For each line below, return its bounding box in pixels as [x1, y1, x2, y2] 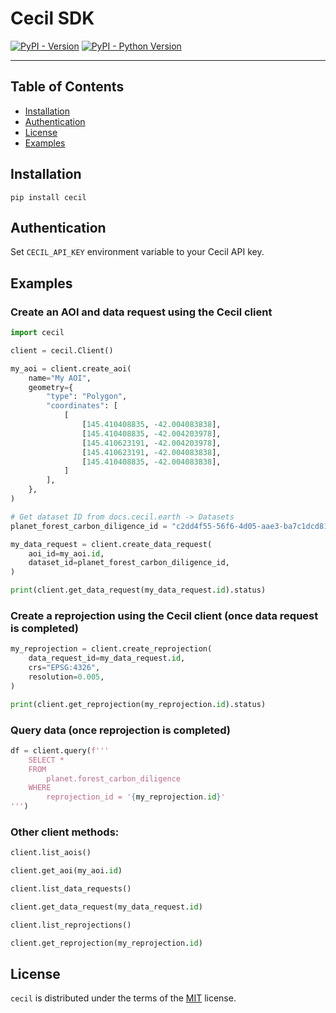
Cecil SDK [10, 7, 95, 30]
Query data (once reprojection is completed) [10, 723, 231, 737]
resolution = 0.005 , [28, 672, 105, 682]
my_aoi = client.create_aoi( [10, 363, 132, 374]
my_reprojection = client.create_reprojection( [10, 644, 213, 654]
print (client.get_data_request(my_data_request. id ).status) [10, 585, 267, 596]
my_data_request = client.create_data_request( [10, 539, 213, 549]
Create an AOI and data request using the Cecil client [10, 305, 273, 319]
